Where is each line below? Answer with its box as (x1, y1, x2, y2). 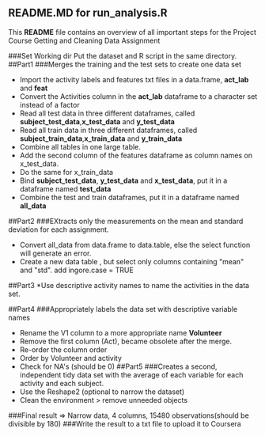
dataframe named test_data (19, 184, 112, 193)
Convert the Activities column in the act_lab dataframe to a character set (19, 91, 258, 101)
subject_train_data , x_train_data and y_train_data (19, 134, 183, 143)
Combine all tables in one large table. (19, 142, 141, 151)
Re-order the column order (19, 344, 108, 354)
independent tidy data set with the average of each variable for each (19, 370, 244, 379)
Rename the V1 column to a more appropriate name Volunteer (19, 328, 222, 337)
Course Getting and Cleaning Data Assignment (8, 36, 161, 45)
